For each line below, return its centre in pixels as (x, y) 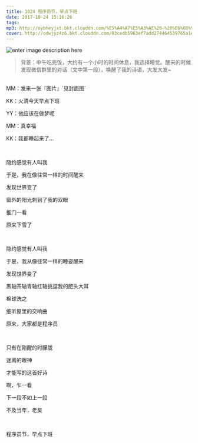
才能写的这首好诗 (27, 373)
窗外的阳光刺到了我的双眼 (37, 200)
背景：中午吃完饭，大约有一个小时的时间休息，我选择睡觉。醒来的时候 (106, 62)
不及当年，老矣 (24, 410)
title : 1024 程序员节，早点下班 (42, 11)
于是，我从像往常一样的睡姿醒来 (45, 261)
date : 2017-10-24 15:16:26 (39, 17)
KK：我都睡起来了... (30, 138)
